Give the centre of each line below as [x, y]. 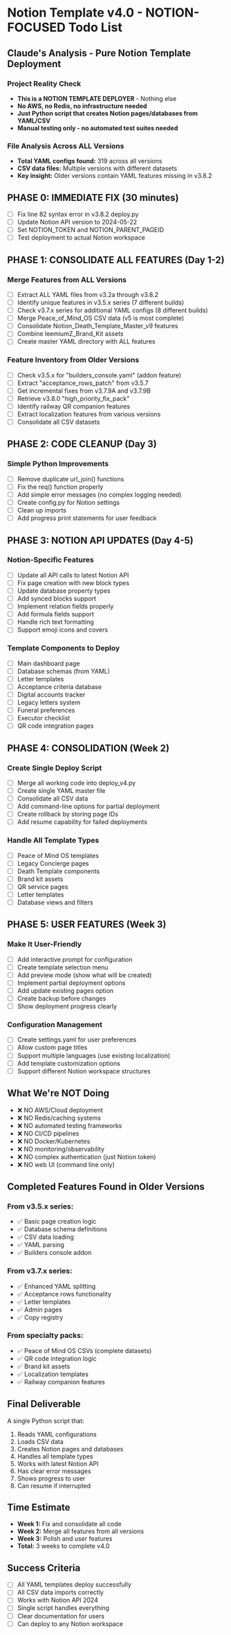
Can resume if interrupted [54, 1485]
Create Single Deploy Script [55, 768]
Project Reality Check [44, 83]
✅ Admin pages [39, 1310]
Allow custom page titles [52, 1048]
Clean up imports [42, 510]
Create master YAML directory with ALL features [86, 341]
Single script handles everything [63, 1608]
